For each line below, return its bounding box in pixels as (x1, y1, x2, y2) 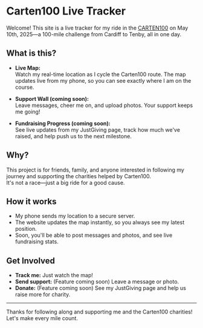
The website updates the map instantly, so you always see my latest (14, 219, 185, 226)
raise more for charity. (14, 291, 71, 298)
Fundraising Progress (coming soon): (14, 120, 111, 127)
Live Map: (14, 64, 40, 71)
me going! (14, 108, 40, 115)
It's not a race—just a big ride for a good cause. (6, 179, 125, 186)
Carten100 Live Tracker (6, 4, 126, 18)
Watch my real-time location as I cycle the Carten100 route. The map (14, 71, 186, 78)
